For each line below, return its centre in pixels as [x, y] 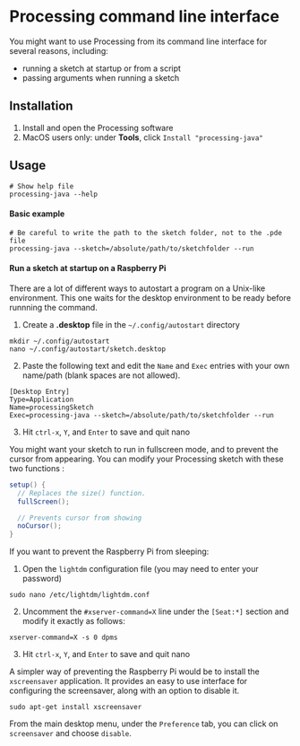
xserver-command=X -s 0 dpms [64, 638]
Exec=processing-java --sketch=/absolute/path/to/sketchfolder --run [142, 415]
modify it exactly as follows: [73, 621]
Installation [41, 106]
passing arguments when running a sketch [101, 77]
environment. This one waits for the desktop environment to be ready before [150, 297]
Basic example [37, 214]
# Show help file [42, 186]
